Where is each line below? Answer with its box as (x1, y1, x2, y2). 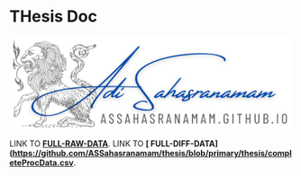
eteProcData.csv (9, 157, 74, 168)
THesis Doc (9, 6, 97, 27)
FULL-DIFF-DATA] (150, 138, 219, 149)
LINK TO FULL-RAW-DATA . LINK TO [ (9, 138, 150, 149)
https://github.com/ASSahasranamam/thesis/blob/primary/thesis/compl (12, 148, 292, 159)
